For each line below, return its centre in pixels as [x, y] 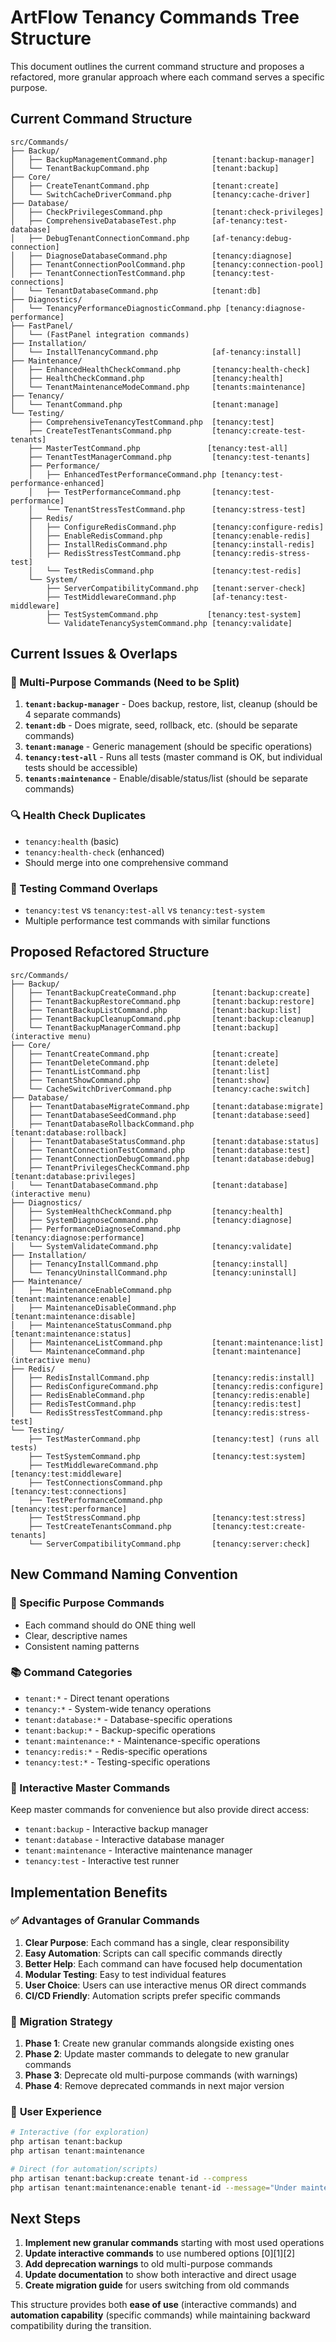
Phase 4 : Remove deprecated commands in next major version [154, 2086]
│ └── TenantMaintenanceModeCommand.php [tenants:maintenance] [158, 387]
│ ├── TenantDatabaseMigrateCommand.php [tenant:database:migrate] [167, 1106]
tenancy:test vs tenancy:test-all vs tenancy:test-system [144, 910]
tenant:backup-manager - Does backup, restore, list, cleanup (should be [171, 704]
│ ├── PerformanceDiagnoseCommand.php [96, 1229]
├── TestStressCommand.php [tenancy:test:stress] [167, 1517]
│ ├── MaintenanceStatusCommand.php [91, 1325]
